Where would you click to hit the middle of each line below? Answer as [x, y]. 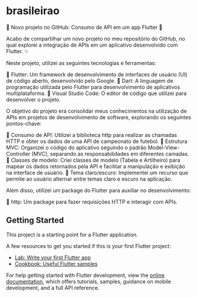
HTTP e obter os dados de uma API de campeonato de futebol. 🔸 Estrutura [97, 141]
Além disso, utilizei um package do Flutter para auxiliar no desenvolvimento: [98, 190]
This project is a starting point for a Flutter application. [72, 234]
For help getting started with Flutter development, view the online [86, 275]
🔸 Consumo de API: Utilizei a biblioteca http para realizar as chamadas [92, 135]
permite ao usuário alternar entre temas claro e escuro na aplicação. [89, 179]
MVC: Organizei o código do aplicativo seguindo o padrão [76, 147]
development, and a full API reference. [53, 288]
